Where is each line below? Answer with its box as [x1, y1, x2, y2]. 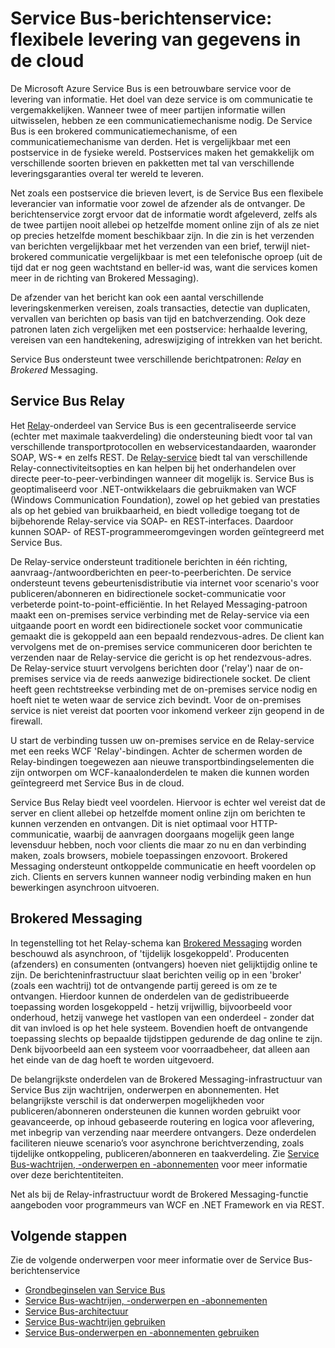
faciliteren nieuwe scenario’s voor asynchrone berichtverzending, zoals [10, 1137, 305, 1149]
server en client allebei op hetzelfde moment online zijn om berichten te [10, 807, 306, 819]
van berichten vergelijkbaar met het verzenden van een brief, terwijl [10, 240, 290, 252]
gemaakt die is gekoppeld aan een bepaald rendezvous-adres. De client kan [10, 630, 325, 642]
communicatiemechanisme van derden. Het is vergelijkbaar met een [10, 135, 291, 147]
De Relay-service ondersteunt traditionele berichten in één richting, [10, 555, 288, 567]
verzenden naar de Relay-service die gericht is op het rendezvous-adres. [10, 651, 312, 663]
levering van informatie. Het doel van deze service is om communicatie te [10, 93, 313, 105]
